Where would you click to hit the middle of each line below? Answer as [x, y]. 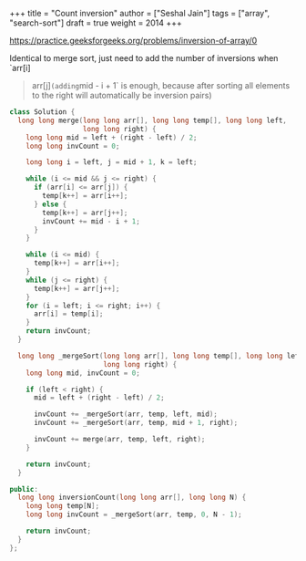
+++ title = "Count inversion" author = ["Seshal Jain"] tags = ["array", [140, 13]
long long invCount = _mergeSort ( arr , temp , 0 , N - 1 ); [134, 514]
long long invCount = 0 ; [73, 146]
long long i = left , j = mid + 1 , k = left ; [112, 162]
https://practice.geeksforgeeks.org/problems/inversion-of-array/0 [133, 41]
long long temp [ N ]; [63, 506]
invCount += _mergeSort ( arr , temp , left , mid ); [126, 414]
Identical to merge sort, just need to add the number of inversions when [144, 58]
